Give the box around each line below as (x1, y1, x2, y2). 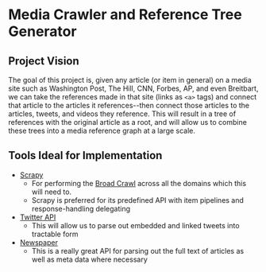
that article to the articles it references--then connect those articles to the (8, 101, 250, 110)
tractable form (31, 229, 79, 239)
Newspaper (19, 237, 58, 247)
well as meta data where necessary (31, 255, 148, 264)
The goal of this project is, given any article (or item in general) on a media (8, 76, 252, 84)
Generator (8, 22, 77, 41)
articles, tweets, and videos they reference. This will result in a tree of (8, 109, 237, 119)
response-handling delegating (31, 204, 131, 213)
